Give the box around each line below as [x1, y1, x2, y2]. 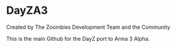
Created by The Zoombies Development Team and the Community [6, 23, 171, 31]
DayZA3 [6, 4, 48, 17]
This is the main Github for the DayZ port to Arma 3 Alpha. [6, 35, 150, 42]
